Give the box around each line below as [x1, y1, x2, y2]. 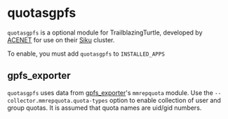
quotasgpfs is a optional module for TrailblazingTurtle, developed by [7, 28, 203, 37]
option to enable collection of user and [109, 96, 221, 104]
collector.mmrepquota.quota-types [7, 97, 109, 104]
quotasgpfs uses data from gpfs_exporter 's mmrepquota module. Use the [7, 88, 214, 96]
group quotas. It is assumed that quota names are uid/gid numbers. [7, 104, 202, 112]
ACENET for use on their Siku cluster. [7, 35, 115, 44]
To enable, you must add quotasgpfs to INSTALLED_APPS [7, 49, 165, 58]
